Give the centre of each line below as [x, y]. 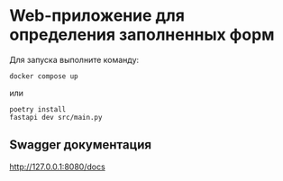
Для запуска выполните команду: [74, 59]
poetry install [38, 109]
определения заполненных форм [142, 35]
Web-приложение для [97, 16]
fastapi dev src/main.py [56, 117]
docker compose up [44, 76]
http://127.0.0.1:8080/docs [57, 167]
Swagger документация [80, 145]
